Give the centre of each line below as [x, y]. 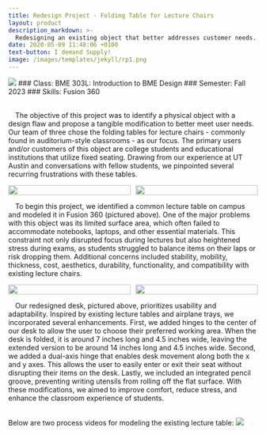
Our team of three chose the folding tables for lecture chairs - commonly [127, 132]
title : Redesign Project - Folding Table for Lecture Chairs [111, 15]
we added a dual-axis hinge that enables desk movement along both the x [129, 356]
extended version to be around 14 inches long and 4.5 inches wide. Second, [132, 347]
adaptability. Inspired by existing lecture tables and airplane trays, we [121, 314]
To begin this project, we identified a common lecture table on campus [130, 206]
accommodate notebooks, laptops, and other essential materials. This [122, 231]
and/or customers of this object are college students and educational [121, 149]
